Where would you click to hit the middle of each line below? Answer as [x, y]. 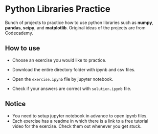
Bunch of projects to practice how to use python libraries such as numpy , [79, 22]
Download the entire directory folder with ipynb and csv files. [74, 69]
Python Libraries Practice [58, 9]
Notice [15, 104]
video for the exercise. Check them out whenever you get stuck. [77, 126]
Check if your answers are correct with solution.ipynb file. [72, 89]
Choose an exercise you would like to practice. [59, 60]
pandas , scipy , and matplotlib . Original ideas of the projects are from [75, 27]
